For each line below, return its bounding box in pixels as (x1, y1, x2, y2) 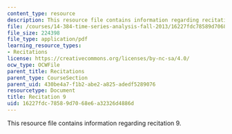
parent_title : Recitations (7, 68, 85, 75)
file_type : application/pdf (7, 36, 88, 43)
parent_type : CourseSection (7, 74, 88, 82)
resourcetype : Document (7, 87, 76, 94)
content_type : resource (7, 10, 76, 17)
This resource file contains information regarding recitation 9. (7, 119, 182, 127)
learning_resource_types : (7, 42, 81, 49)
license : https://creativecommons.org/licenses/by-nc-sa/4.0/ (7, 55, 190, 62)
